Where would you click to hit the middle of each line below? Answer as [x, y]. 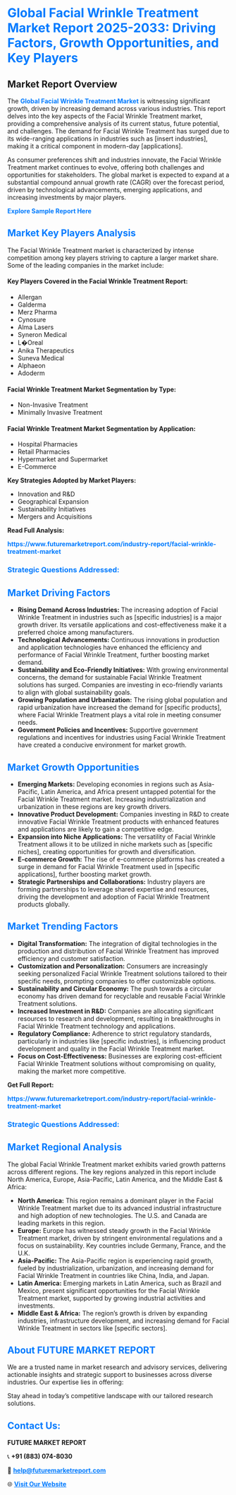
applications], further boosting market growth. [85, 874]
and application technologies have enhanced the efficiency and [110, 647]
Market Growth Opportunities [73, 767]
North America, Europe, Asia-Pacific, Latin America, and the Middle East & [115, 1179]
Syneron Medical [42, 335]
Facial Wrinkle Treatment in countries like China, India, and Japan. [113, 1275]
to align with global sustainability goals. [75, 692]
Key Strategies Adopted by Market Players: [72, 480]
